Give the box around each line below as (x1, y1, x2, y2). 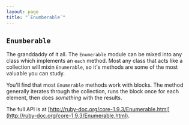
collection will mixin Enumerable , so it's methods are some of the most (6, 63, 178, 71)
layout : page (6, 8, 39, 15)
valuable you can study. (6, 70, 65, 77)
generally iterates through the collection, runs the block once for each (6, 88, 179, 95)
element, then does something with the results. (6, 94, 122, 102)
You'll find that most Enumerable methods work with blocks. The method (6, 81, 184, 89)
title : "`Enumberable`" (6, 14, 66, 20)
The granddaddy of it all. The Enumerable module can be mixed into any (6, 51, 182, 58)
